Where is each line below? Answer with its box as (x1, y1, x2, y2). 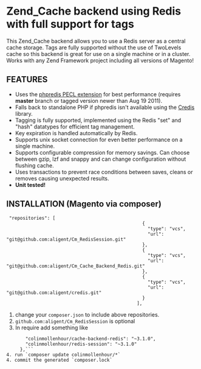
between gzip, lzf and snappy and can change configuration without (15, 155, 186, 163)
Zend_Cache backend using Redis (6, 4, 182, 18)
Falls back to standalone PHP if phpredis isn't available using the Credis (15, 104, 195, 111)
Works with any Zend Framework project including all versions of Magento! (6, 57, 194, 64)
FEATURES (6, 74, 48, 85)
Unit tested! (15, 181, 46, 188)
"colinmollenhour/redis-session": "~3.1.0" (25, 341, 137, 347)
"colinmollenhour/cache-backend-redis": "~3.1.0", (25, 336, 156, 342)
